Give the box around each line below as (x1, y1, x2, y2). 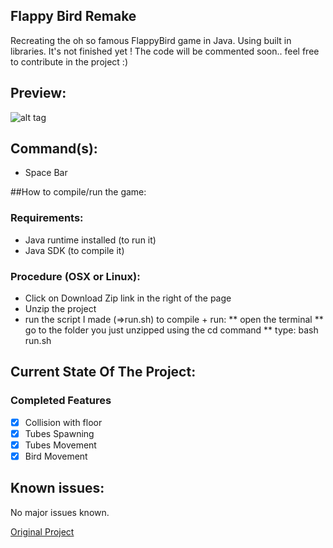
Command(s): (10, 140, 98, 158)
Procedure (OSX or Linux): (10, 269, 141, 283)
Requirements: (10, 211, 84, 225)
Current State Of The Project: (10, 364, 197, 381)
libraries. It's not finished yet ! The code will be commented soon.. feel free (10, 45, 320, 57)
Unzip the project (24, 303, 97, 315)
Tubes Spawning (24, 427, 95, 439)
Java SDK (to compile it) (24, 244, 125, 256)
